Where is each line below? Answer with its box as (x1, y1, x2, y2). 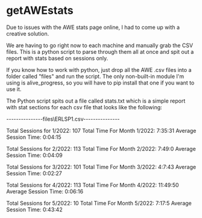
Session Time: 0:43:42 (6, 206, 63, 213)
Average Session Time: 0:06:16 (6, 188, 83, 195)
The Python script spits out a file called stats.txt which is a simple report (6, 97, 186, 104)
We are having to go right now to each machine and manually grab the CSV (6, 42, 194, 49)
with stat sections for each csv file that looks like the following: (6, 103, 163, 111)
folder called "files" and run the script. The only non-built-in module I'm (6, 72, 185, 80)
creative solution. (6, 30, 49, 37)
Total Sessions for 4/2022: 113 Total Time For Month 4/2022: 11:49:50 (6, 181, 179, 188)
